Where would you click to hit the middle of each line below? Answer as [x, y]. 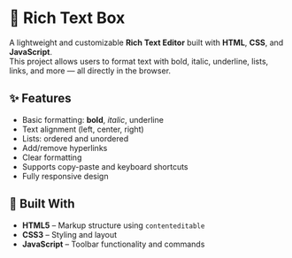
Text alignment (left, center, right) [83, 129]
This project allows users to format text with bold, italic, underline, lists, [139, 61]
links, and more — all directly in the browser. [90, 71]
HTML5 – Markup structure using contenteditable [113, 225]
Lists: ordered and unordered [75, 138]
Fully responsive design [65, 176]
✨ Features [40, 99]
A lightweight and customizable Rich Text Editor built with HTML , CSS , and [146, 42]
